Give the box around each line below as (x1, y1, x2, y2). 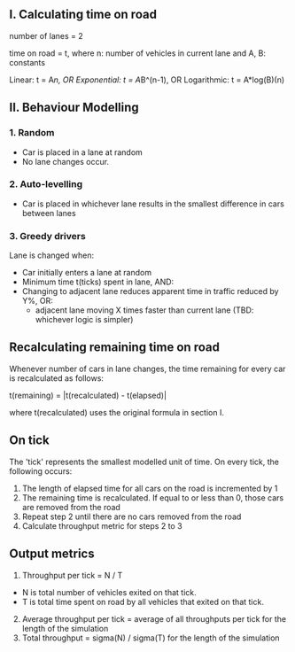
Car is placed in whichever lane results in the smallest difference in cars (21, 198, 285, 209)
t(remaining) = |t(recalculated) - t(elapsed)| (9, 390, 167, 400)
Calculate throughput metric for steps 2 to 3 (21, 520, 183, 531)
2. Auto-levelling (9, 178, 83, 190)
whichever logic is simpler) (35, 314, 134, 325)
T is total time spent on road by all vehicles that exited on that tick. (21, 596, 264, 607)
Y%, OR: (21, 296, 53, 307)
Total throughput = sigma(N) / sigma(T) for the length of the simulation (21, 633, 281, 643)
